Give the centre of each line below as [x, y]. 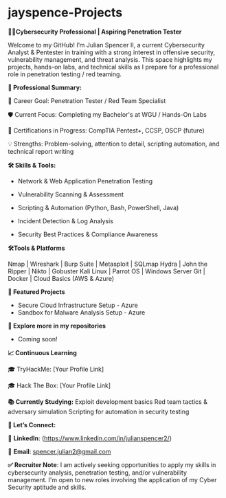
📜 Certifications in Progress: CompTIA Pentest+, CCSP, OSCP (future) [106, 130]
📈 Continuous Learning [43, 352]
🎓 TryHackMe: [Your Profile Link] [56, 369]
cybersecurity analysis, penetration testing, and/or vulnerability [98, 473]
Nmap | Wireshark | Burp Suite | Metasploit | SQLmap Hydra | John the [108, 264]
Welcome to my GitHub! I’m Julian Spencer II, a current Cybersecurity [106, 45]
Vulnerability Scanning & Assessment [71, 194]
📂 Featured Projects [36, 292]
